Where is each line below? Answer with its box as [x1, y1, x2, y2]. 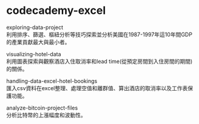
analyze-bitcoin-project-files [6, 104, 78, 111]
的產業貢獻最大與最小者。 [6, 38, 70, 45]
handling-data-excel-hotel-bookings [6, 77, 98, 85]
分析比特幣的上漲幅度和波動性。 [6, 111, 86, 119]
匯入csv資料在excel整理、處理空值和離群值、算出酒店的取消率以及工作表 [6, 84, 188, 91]
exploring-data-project [6, 24, 64, 31]
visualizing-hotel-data [6, 50, 62, 57]
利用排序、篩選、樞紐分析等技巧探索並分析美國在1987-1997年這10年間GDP [6, 31, 193, 38]
